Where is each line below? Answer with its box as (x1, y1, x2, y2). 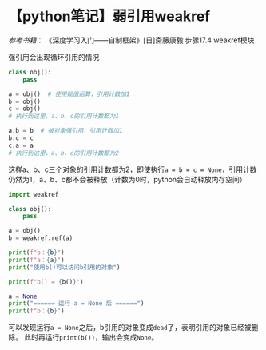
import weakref (8, 190, 59, 198)
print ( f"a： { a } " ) (8, 256, 66, 264)
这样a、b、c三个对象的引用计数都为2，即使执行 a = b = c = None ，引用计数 (8, 165, 257, 174)
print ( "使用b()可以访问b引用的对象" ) (8, 263, 121, 272)
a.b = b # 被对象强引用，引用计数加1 (8, 127, 123, 135)
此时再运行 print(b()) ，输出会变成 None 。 (23, 332, 159, 342)
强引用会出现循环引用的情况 (8, 52, 100, 62)
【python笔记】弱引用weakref (8, 7, 211, 26)
